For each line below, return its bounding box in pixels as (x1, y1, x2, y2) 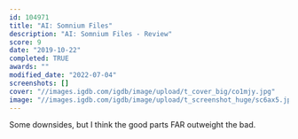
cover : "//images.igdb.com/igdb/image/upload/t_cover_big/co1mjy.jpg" (9, 87, 276, 96)
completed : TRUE (9, 54, 69, 63)
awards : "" (9, 63, 50, 72)
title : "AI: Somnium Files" (9, 21, 114, 30)
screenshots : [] (9, 79, 69, 88)
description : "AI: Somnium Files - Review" (9, 29, 173, 38)
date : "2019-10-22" (9, 46, 82, 55)
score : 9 (9, 37, 42, 47)
